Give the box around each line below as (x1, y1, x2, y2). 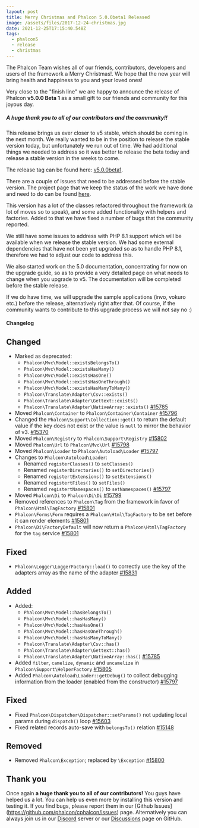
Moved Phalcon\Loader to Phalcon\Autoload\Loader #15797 (14, 448, 159, 455)
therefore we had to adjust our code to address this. (6, 251, 134, 258)
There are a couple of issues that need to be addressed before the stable (6, 177, 185, 185)
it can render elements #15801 (14, 517, 89, 524)
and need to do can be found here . (6, 190, 91, 197)
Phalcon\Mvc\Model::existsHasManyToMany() (23, 385, 131, 392)
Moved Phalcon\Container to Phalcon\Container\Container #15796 (14, 410, 178, 417)
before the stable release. (6, 282, 70, 289)
